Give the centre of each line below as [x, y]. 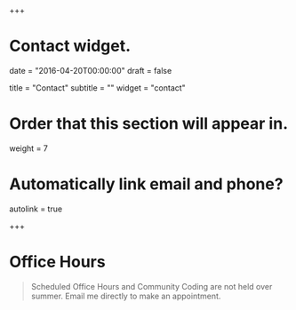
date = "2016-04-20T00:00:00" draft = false [91, 70]
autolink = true [36, 209]
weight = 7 [29, 148]
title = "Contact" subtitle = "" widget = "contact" [98, 87]
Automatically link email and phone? [146, 184]
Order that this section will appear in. [149, 124]
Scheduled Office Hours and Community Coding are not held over [152, 286]
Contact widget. [70, 46]
